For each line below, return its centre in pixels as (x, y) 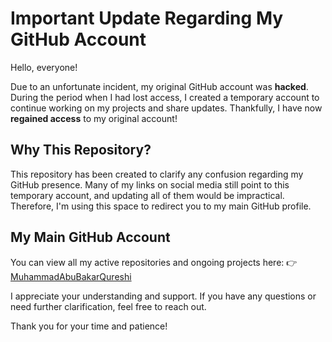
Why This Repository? (81, 150)
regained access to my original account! (94, 118)
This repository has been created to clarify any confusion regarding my (157, 174)
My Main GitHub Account (90, 237)
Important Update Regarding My (147, 18)
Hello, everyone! (44, 67)
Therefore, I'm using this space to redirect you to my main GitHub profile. (161, 206)
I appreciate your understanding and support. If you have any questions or (163, 296)
